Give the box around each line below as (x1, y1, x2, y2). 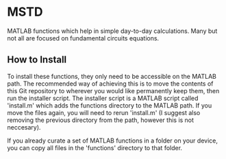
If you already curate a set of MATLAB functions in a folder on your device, (7, 136, 218, 145)
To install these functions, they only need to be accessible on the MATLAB (7, 72, 217, 80)
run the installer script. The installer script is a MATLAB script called (7, 94, 199, 102)
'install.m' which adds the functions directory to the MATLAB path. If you (7, 101, 212, 110)
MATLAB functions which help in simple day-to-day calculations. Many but (7, 27, 218, 35)
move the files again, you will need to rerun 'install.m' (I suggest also (7, 108, 201, 117)
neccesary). (7, 123, 41, 131)
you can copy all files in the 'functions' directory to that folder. (7, 143, 183, 151)
